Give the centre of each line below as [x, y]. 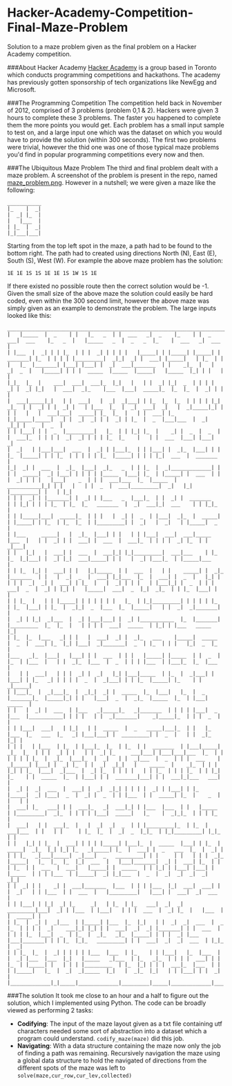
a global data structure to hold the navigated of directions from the [112, 1060]
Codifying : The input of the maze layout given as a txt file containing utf [119, 1024]
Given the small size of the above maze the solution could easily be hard [110, 293]
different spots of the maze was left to [71, 1067]
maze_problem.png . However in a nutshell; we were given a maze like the [112, 182]
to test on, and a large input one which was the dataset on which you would [115, 132]
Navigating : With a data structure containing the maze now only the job [119, 1045]
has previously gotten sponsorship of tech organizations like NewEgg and [112, 82]
